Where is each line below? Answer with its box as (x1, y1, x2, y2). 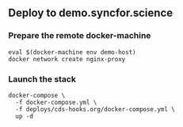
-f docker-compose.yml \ (15, 98, 97, 106)
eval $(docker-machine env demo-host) (8, 48, 136, 56)
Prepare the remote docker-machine (8, 30, 151, 41)
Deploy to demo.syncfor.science (8, 6, 173, 20)
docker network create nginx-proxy (8, 55, 126, 63)
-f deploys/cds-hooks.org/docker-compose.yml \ (15, 105, 176, 114)
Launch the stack (8, 73, 77, 84)
